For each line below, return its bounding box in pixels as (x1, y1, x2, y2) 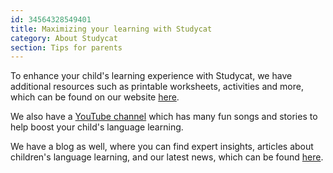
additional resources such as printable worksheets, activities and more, (10, 81, 304, 93)
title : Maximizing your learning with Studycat (10, 24, 213, 34)
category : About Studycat (10, 33, 118, 43)
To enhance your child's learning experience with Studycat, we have (10, 70, 293, 82)
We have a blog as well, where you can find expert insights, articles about (10, 141, 314, 153)
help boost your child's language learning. (10, 121, 184, 133)
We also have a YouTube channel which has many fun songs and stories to (10, 111, 318, 123)
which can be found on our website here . (10, 91, 180, 103)
